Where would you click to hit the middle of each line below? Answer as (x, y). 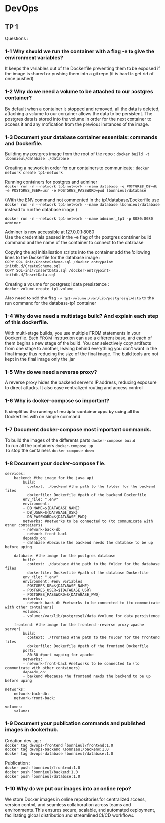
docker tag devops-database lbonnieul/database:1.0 (59, 754)
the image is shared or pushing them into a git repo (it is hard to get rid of (79, 74)
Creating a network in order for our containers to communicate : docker (77, 168)
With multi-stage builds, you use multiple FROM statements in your (73, 333)
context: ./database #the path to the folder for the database (93, 564)
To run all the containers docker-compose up (49, 446)
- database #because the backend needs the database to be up (88, 543)
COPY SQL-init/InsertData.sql (36, 270)
